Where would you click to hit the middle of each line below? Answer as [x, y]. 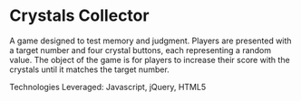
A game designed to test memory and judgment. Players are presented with [150, 41]
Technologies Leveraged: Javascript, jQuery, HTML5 [108, 87]
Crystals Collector [79, 16]
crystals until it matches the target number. [89, 69]
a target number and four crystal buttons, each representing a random [141, 50]
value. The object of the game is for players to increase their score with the [150, 60]
